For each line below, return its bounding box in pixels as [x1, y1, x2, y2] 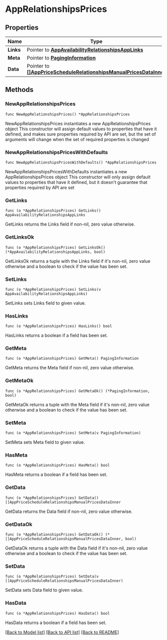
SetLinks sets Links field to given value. [5, 300, 86, 306]
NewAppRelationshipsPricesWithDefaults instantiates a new [5, 168, 128, 174]
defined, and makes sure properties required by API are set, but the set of [5, 131, 157, 137]
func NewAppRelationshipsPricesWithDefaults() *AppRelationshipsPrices [5, 160, 157, 165]
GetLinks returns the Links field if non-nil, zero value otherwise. [5, 221, 135, 227]
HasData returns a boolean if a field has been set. [5, 620, 107, 626]
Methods [5, 85, 34, 94]
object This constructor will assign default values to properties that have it [5, 126, 157, 132]
